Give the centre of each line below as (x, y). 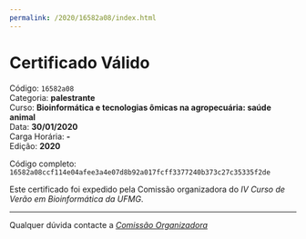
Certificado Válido (80, 62)
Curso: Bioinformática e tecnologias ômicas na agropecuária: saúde (140, 107)
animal (23, 117)
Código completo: (43, 164)
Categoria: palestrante (52, 97)
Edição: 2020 (35, 145)
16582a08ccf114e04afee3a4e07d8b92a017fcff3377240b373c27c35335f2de (140, 172)
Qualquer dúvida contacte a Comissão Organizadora (108, 224)
